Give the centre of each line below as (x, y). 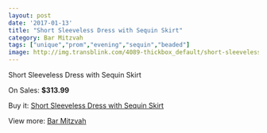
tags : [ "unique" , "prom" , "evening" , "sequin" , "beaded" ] (99, 45)
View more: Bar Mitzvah (47, 121)
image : (19, 52)
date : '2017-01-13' (41, 23)
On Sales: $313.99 (39, 90)
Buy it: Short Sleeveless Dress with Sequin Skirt (86, 105)
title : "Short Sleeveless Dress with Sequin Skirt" (95, 30)
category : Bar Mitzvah (46, 38)
